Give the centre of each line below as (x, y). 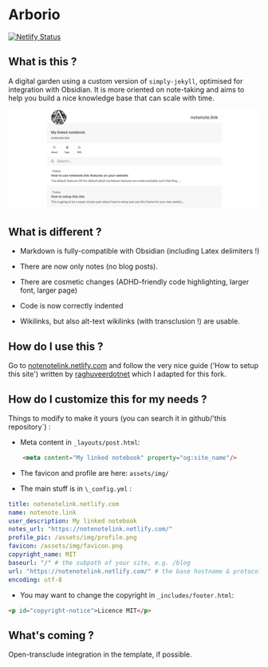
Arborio (34, 15)
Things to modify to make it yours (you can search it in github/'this (117, 418)
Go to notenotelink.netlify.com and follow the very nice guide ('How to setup (134, 366)
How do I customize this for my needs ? (108, 399)
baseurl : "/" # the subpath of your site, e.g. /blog (100, 563)
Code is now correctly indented (71, 306)
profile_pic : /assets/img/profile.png (73, 538)
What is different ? (55, 231)
